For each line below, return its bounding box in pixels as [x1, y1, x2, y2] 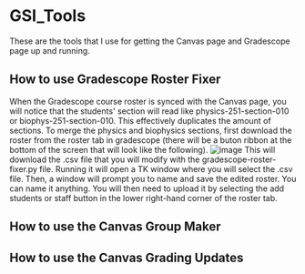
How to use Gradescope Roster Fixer [9, 72, 221, 87]
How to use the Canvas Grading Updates [9, 249, 244, 265]
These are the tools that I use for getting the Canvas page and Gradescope [9, 36, 290, 46]
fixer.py [9, 163, 38, 174]
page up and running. [9, 45, 91, 56]
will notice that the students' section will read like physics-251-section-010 [9, 106, 290, 117]
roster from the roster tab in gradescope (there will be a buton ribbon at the [9, 134, 292, 146]
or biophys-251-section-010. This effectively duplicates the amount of [9, 115, 271, 126]
